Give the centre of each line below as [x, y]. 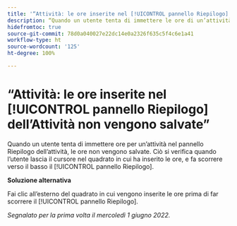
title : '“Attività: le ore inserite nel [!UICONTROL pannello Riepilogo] [118, 14]
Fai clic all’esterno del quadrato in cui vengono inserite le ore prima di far [113, 194]
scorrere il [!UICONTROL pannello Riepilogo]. [73, 201]
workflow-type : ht [34, 40]
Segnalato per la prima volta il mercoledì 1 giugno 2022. [89, 215]
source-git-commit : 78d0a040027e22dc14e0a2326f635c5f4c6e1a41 [101, 34]
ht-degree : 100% [31, 54]
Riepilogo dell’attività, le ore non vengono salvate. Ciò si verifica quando [112, 151]
